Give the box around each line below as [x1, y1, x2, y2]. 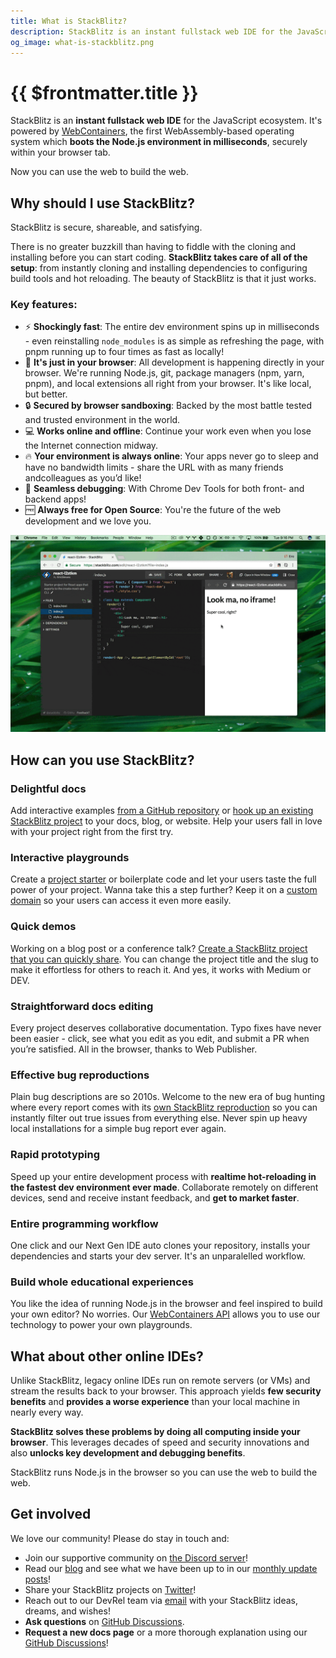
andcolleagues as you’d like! [24, 472, 142, 484]
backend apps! [24, 493, 87, 505]
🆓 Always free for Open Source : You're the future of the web [24, 504, 282, 516]
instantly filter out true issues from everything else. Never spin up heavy [10, 1112, 308, 1124]
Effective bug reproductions [10, 1068, 150, 1082]
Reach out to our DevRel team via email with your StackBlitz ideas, [24, 1594, 298, 1606]
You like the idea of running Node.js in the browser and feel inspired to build [10, 1298, 323, 1310]
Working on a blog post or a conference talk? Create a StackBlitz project [10, 942, 308, 954]
